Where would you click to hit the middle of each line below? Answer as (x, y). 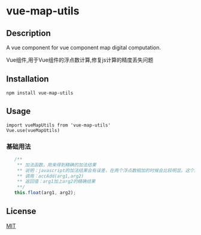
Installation (28, 79)
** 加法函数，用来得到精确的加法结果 (57, 165)
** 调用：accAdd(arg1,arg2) (51, 176)
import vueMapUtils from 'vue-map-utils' (59, 125)
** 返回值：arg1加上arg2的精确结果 (56, 182)
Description (28, 33)
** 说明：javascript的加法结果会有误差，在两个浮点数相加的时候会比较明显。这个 (106, 170)
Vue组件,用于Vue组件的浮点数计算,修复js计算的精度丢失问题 (80, 60)
